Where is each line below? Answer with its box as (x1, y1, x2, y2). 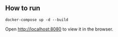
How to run (5, 4, 41, 12)
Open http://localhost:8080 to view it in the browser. (5, 26, 113, 32)
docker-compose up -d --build (5, 17, 69, 22)
